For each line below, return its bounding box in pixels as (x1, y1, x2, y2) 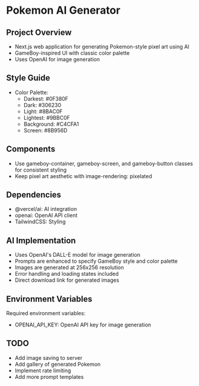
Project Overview (6, 27, 72, 38)
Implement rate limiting (14, 367, 71, 374)
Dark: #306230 (23, 101, 61, 108)
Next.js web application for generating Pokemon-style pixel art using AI (14, 43, 189, 50)
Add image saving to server (14, 354, 83, 361)
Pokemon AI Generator (6, 4, 121, 17)
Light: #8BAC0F (23, 108, 63, 115)
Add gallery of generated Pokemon (14, 360, 101, 368)
